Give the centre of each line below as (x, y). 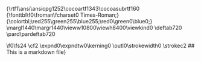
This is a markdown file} (36, 52)
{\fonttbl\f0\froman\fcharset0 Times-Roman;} (63, 15)
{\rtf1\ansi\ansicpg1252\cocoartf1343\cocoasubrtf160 (73, 9)
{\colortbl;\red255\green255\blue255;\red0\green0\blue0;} (79, 21)
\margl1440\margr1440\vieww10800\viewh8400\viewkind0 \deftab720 (94, 28)
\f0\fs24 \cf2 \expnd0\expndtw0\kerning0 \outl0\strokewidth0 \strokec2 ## (101, 45)
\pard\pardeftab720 (31, 34)
